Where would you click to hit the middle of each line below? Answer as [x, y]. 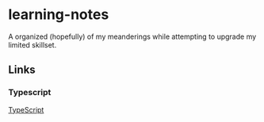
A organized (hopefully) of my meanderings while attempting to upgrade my [132, 36]
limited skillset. [33, 44]
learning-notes [59, 15]
